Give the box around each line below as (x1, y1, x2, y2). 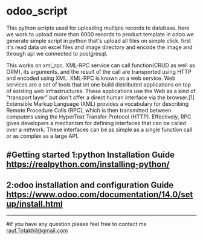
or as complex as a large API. (6, 132, 79, 140)
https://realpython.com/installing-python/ (6, 159, 170, 170)
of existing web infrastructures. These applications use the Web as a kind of (6, 87, 196, 94)
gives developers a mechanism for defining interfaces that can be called (6, 119, 186, 126)
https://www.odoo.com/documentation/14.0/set (6, 189, 193, 199)
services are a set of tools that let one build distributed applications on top (6, 80, 192, 88)
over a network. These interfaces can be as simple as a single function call (6, 126, 193, 133)
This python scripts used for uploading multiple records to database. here (6, 24, 190, 31)
